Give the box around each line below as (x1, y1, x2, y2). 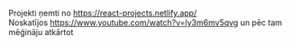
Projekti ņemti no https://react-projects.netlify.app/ (8, 8, 197, 18)
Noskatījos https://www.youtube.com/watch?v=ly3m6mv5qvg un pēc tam (8, 17, 283, 28)
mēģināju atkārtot (8, 27, 74, 37)
